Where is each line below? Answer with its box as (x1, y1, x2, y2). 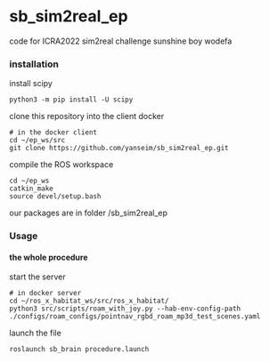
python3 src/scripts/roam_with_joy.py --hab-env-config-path (9, 304, 241, 313)
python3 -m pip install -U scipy (9, 95, 134, 104)
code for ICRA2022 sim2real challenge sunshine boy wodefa (9, 36, 232, 46)
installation (9, 58, 60, 70)
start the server (9, 271, 66, 282)
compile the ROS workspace (9, 159, 114, 170)
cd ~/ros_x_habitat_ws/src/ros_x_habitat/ (9, 296, 169, 306)
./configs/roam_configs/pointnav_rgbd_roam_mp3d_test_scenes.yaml (9, 312, 261, 321)
